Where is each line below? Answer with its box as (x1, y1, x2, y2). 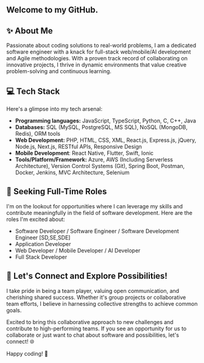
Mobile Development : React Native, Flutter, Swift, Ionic (15, 149, 154, 157)
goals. (6, 306, 22, 314)
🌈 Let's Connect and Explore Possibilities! (6, 271, 167, 281)
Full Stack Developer (15, 253, 68, 261)
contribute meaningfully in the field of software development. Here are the (6, 209, 193, 216)
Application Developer (15, 240, 71, 247)
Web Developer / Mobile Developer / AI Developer (15, 247, 141, 254)
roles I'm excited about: (6, 216, 65, 223)
